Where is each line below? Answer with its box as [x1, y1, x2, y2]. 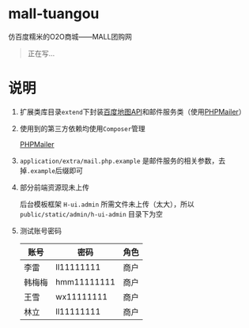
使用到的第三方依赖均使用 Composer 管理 [19, 123, 146, 133]
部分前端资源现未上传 [19, 183, 89, 192]
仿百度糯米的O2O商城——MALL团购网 [8, 32, 133, 41]
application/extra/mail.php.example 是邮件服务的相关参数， [19, 156, 219, 165]
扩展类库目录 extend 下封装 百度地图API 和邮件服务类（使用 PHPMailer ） [19, 107, 247, 116]
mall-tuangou [8, 5, 100, 23]
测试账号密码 [19, 226, 62, 236]
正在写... [27, 48, 55, 58]
